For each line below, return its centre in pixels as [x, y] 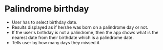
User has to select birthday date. [44, 22]
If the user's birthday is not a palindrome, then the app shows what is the [85, 32]
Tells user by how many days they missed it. [56, 42]
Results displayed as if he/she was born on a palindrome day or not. [80, 27]
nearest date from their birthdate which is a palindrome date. [72, 37]
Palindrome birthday [47, 9]
